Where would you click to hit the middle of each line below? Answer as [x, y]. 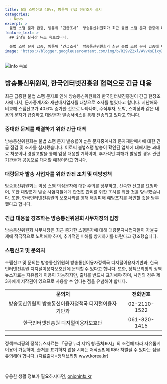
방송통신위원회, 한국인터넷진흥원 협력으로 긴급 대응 [78, 84]
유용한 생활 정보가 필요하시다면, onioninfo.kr [48, 376]
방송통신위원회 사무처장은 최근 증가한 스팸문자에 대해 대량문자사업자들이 [75, 230]
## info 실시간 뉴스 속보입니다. [39, 38]
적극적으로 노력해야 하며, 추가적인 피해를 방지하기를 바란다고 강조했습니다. [86, 236]
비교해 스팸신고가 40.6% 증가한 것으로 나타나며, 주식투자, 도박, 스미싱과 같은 [80, 109]
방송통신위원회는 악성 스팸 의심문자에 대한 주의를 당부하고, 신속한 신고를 [75, 186]
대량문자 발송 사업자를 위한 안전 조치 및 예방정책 [59, 174]
